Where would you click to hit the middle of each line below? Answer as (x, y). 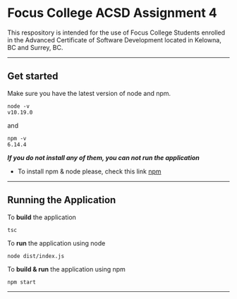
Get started (33, 77)
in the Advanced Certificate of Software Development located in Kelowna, (115, 39)
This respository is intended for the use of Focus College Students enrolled (116, 32)
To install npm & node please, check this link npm (89, 171)
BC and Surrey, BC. (35, 47)
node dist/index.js (36, 256)
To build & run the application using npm (66, 269)
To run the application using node (56, 243)
